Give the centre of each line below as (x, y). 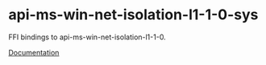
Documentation (34, 52)
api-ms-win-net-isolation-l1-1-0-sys (133, 15)
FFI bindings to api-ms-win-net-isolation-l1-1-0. (87, 37)
